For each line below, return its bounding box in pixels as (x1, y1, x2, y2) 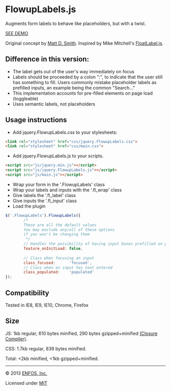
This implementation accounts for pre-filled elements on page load (12, 90, 153, 96)
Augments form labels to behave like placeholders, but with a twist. (5, 20, 146, 26)
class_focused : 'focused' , (23, 260, 93, 265)
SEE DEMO (5, 30, 28, 36)
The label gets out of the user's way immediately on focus (12, 68, 135, 74)
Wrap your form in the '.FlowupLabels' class (12, 181, 105, 187)
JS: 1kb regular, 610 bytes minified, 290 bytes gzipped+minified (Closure (5, 330, 158, 337)
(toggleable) (12, 95, 39, 101)
